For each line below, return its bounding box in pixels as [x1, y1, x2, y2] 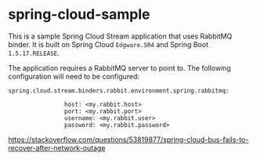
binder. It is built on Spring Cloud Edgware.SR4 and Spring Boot [8, 39, 209, 49]
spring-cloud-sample [8, 5, 150, 24]
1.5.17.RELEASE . [8, 48, 60, 57]
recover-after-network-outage [8, 143, 106, 152]
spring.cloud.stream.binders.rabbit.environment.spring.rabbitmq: [8, 86, 230, 95]
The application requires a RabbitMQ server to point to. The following [8, 63, 231, 72]
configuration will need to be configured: [8, 71, 139, 81]
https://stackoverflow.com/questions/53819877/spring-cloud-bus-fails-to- [8, 135, 249, 144]
